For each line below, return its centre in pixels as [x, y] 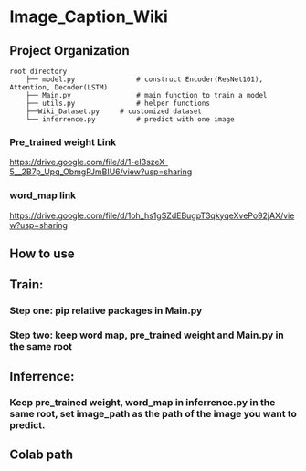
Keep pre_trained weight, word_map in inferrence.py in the [142, 402]
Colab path [41, 454]
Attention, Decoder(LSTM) [58, 88]
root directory [38, 71]
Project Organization [69, 51]
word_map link [43, 195]
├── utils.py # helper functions [118, 103]
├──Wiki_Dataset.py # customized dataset [114, 111]
